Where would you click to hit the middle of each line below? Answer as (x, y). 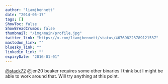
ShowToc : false (21, 24)
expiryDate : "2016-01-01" (32, 57)
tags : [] (14, 19)
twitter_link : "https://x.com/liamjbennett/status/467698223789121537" (82, 38)
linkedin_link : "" (24, 52)
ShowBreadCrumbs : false (30, 29)
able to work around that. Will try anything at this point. (62, 76)
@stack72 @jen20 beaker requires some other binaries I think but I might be (84, 71)
